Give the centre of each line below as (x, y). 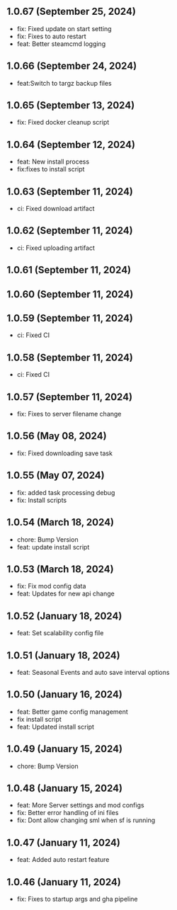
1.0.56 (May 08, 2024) (57, 436)
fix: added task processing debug (66, 492)
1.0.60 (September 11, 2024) (70, 294)
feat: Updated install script (56, 727)
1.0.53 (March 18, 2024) (60, 569)
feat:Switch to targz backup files (64, 83)
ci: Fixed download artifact (56, 209)
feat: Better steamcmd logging (61, 44)
